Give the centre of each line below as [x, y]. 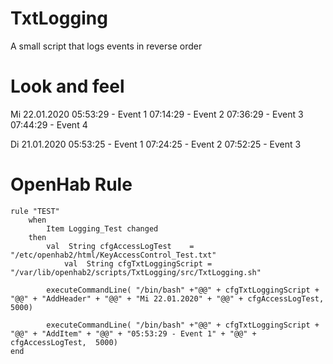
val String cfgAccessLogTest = [120, 246]
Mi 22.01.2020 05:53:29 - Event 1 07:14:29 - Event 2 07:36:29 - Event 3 [157, 114]
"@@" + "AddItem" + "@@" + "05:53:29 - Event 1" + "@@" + [133, 333]
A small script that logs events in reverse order [106, 46]
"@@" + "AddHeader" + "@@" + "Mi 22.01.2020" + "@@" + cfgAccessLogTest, [167, 298]
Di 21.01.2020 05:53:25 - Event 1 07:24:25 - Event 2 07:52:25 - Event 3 [156, 144]
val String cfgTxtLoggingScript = [138, 263]
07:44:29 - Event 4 [49, 124]
